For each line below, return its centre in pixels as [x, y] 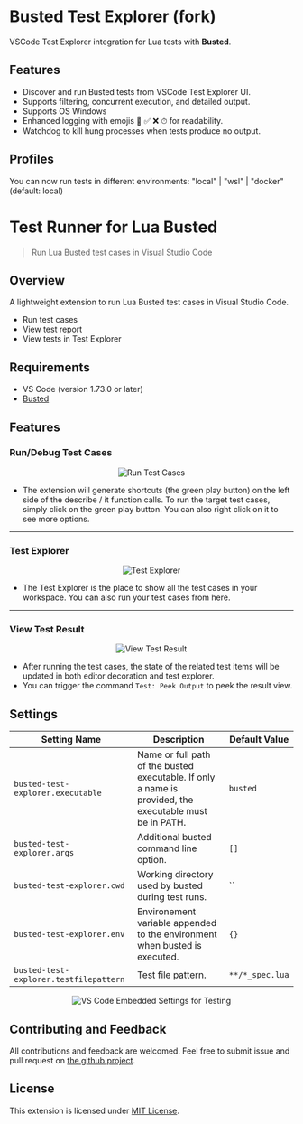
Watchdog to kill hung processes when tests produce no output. [142, 131]
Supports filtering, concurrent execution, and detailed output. [136, 101]
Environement [166, 912]
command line [167, 848]
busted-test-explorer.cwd [69, 886]
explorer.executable [58, 793]
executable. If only [176, 777]
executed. [158, 957]
